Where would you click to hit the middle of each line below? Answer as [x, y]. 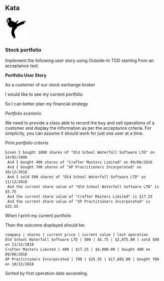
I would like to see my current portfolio [44, 94]
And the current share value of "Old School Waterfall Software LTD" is [83, 187]
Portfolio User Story [26, 75]
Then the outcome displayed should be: [45, 225]
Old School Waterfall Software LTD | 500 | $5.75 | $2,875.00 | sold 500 [82, 240]
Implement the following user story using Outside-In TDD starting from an [80, 60]
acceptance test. [22, 66]
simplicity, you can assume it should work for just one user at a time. [74, 133]
